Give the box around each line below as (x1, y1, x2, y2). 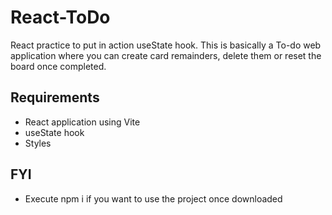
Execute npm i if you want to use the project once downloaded (24, 192, 283, 205)
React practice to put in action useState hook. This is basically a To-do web (10, 39, 322, 51)
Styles (24, 137, 52, 149)
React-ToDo (10, 6, 111, 29)
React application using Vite (24, 116, 141, 128)
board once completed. (10, 60, 107, 72)
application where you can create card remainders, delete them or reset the (10, 49, 322, 61)
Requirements (10, 89, 100, 106)
